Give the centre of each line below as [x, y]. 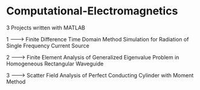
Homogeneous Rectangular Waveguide [55, 64]
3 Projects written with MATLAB [46, 28]
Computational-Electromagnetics [92, 11]
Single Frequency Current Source [48, 46]
